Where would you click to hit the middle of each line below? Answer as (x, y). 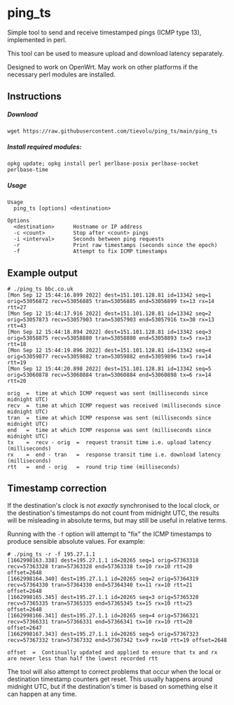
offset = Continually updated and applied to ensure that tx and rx (112, 652)
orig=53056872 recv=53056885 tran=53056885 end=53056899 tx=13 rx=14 (111, 302)
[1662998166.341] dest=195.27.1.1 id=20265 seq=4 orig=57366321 (103, 615)
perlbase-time (28, 170)
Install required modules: (44, 147)
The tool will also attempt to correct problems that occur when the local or (114, 671)
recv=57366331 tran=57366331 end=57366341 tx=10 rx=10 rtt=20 (100, 622)
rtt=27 (17, 308)
